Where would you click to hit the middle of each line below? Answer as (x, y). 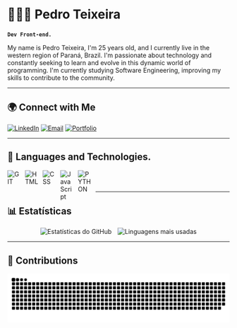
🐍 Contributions (43, 260)
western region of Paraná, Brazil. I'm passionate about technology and (110, 55)
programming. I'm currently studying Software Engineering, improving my (114, 70)
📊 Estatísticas (39, 211)
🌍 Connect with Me (51, 108)
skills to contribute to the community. (61, 78)
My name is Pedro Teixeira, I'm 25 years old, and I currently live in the (109, 47)
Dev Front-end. (30, 35)
